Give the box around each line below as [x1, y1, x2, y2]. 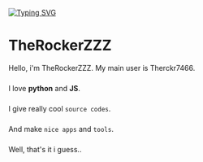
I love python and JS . [8, 83, 81, 93]
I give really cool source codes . [8, 103, 111, 113]
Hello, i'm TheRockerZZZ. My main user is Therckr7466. [8, 63, 196, 72]
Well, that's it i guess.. [8, 144, 82, 154]
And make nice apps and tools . [8, 124, 114, 134]
